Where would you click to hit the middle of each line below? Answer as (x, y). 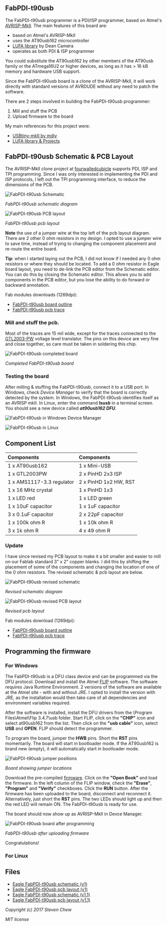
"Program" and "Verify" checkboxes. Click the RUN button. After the (77, 788)
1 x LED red (21, 498)
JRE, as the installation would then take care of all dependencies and (76, 697)
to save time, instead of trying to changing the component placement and (81, 243)
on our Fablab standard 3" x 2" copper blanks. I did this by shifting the (77, 562)
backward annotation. (28, 285)
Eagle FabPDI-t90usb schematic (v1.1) (51, 895)
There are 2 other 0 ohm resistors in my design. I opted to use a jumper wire (83, 238)
